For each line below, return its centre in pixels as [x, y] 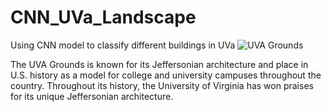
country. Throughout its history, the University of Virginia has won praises [162, 85]
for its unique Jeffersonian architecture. [92, 96]
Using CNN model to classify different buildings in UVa [123, 45]
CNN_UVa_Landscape [103, 17]
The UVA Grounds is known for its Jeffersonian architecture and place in [159, 64]
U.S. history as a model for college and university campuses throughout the [166, 75]
